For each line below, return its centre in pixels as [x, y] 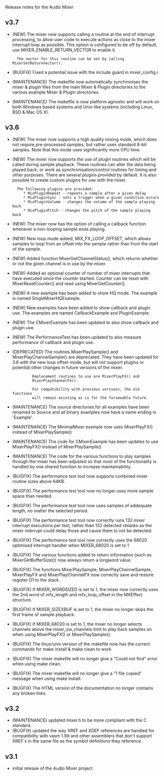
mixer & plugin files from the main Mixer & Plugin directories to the [79, 87]
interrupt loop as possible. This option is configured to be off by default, [85, 45]
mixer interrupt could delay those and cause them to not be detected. [82, 531]
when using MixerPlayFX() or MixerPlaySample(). [62, 634]
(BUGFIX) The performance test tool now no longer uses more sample [83, 491]
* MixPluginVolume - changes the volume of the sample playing [89, 202]
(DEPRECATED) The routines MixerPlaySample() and [65, 352]
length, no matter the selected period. [50, 510]
